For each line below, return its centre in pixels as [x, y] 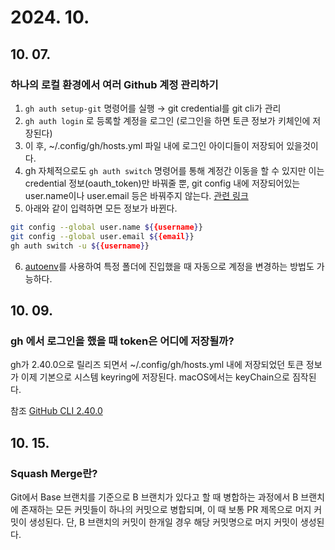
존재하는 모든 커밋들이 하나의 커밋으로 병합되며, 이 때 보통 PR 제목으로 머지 [166, 509]
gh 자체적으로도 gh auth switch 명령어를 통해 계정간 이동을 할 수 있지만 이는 [174, 170]
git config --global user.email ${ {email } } [102, 236]
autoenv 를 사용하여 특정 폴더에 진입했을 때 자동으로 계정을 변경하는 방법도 [169, 266]
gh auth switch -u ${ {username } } [80, 246]
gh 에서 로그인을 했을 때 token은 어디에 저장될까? [122, 341]
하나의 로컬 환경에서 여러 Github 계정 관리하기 [114, 84]
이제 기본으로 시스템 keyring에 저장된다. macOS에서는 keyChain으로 [155, 377]
